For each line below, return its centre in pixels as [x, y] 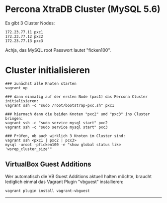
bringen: [14, 118]
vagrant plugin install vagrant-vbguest [48, 191]
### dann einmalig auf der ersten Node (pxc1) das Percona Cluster [77, 97]
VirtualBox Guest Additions [48, 164]
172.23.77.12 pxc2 [24, 36]
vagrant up [16, 88]
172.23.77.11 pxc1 [24, 32]
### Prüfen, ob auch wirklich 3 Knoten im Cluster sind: [65, 136]
